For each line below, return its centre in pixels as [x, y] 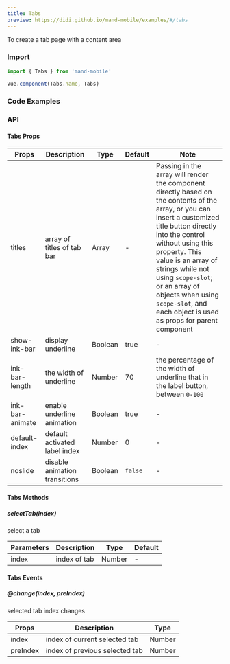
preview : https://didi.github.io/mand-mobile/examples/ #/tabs [98, 20]
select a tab [24, 531]
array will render [182, 174]
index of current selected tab [92, 639]
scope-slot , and [182, 303]
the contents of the [187, 200]
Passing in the [179, 165]
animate [23, 422]
